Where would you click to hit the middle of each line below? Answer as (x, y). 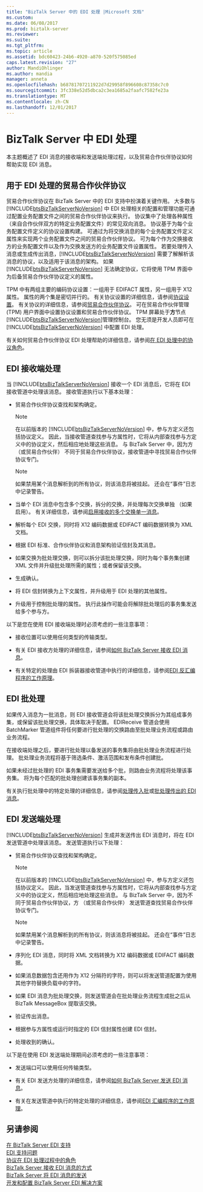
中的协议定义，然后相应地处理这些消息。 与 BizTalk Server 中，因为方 (107, 444)
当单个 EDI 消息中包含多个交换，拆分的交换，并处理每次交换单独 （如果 (103, 504)
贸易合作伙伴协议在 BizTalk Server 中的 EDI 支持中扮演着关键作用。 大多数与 (101, 201)
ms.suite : (19, 40)
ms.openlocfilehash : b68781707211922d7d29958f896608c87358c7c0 (88, 85)
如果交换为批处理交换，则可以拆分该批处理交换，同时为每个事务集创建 (102, 558)
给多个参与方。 (34, 611)
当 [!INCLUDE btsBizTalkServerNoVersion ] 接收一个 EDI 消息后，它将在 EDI (98, 384)
